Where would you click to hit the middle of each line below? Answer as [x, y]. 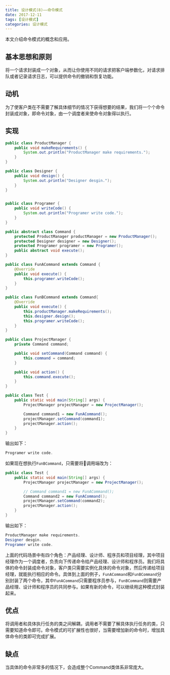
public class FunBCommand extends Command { [52, 297]
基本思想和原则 [29, 57]
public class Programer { [32, 204]
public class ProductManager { [38, 143]
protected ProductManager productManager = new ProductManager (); [86, 236]
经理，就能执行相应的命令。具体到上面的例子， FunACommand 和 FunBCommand [81, 574]
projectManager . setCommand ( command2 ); [64, 501]
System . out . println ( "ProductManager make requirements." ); [87, 152]
